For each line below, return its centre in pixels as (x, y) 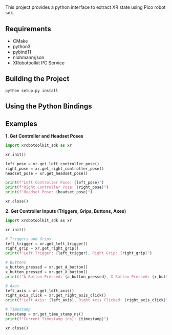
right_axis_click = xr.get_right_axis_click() (56, 296)
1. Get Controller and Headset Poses (44, 136)
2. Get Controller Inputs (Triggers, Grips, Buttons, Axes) (66, 211)
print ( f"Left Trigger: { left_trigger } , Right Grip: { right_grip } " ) (79, 253)
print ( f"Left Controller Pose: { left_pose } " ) (55, 183)
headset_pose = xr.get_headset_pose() (47, 173)
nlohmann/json (28, 57)
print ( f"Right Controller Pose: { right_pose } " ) (57, 187)
